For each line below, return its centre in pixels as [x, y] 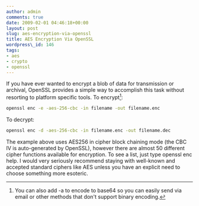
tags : [13, 50]
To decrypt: [20, 119]
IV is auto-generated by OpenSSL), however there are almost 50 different [95, 148]
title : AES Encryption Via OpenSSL [50, 39]
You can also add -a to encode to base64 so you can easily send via [98, 190]
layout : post [22, 28]
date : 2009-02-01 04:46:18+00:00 [47, 23]
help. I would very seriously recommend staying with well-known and [91, 160]
